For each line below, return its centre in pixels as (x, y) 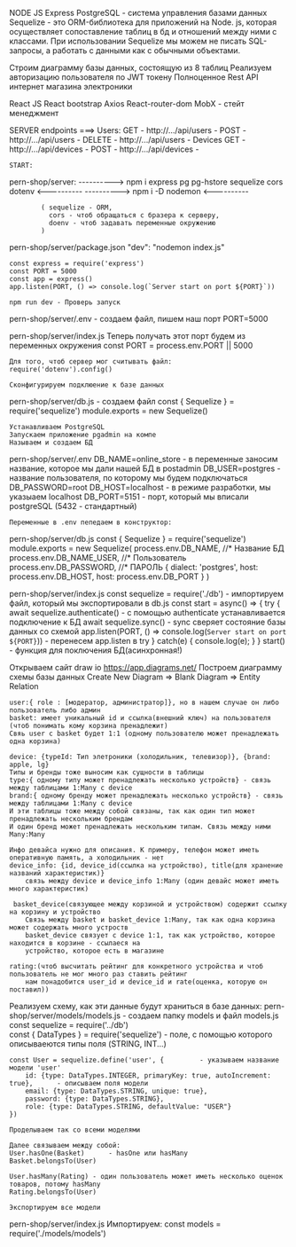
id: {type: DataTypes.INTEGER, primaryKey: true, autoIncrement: (148, 1076)
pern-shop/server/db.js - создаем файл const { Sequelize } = (122, 401)
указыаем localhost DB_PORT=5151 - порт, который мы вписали (129, 497)
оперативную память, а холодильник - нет (87, 858)
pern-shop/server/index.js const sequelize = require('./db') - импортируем (147, 594)
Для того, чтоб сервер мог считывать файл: (91, 362)
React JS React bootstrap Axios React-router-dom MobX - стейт (127, 104)
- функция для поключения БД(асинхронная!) (96, 650)
